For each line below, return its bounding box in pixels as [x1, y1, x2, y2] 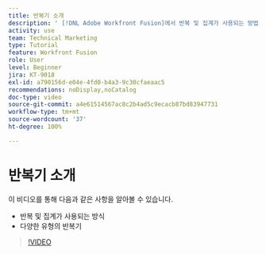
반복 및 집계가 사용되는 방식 [19, 211, 106, 221]
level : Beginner [8, 64, 62, 72]
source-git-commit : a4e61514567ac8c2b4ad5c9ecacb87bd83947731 [8, 100, 218, 108]
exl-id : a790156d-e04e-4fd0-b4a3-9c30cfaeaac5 [8, 78, 165, 86]
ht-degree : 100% [8, 123, 62, 131]
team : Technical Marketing [8, 33, 98, 42]
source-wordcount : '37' [8, 115, 87, 123]
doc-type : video [8, 93, 62, 101]
